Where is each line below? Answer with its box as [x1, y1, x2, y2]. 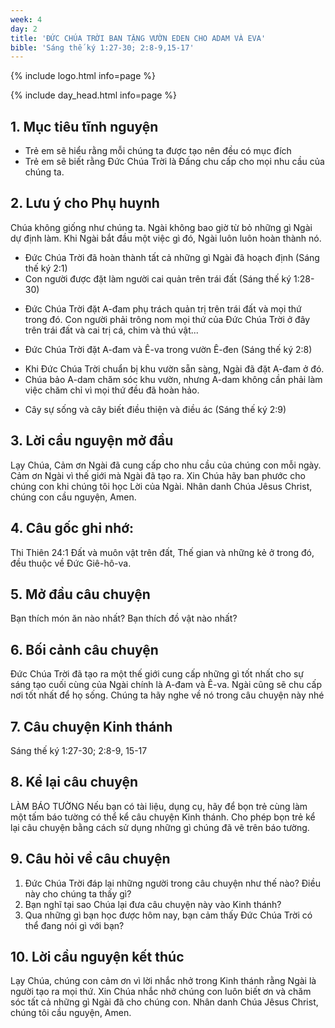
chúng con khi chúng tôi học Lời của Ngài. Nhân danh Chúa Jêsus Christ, [10, 480, 313, 492]
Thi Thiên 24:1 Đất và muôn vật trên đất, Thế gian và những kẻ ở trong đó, [10, 546, 315, 558]
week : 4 [10, 14, 43, 25]
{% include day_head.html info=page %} [10, 89, 178, 101]
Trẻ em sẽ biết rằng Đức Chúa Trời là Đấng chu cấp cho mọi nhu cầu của [24, 156, 325, 168]
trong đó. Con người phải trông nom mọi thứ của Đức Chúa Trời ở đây [24, 313, 311, 325]
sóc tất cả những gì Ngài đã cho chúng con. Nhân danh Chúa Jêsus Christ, [10, 996, 319, 1008]
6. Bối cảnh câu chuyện [10, 641, 159, 658]
